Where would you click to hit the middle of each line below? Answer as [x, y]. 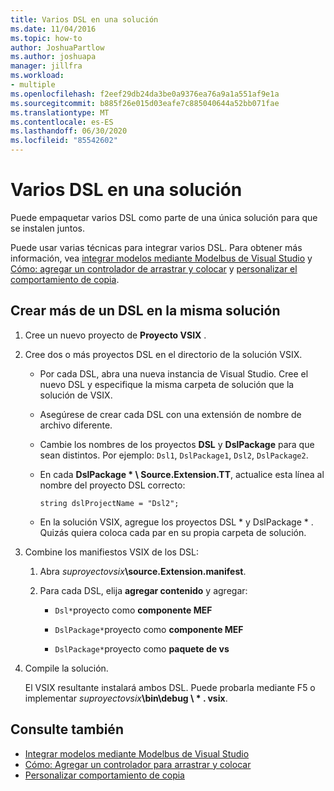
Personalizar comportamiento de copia [104, 775]
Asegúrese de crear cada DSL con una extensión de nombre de [170, 414]
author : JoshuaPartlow [57, 47]
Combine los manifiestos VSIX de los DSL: [111, 552]
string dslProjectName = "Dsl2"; [109, 503]
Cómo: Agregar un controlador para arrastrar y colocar [138, 764]
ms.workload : [37, 76]
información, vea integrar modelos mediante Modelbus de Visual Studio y [161, 258]
